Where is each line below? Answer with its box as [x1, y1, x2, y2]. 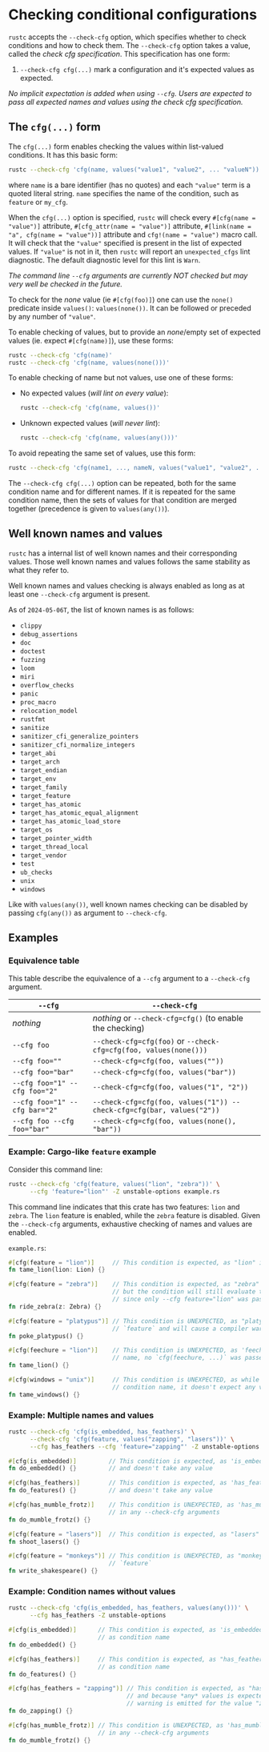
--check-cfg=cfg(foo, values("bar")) [92, 1067, 236, 1076]
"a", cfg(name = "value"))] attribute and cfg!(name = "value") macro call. [8, 230, 258, 239]
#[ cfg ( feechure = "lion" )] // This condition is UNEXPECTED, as [8, 1346, 239, 1354]
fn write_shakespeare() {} [8, 1567, 98, 1575]
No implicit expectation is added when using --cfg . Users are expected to [8, 88, 252, 98]
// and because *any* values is [126, 1692, 235, 1700]
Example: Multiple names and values [8, 1409, 155, 1421]
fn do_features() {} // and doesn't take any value [8, 1486, 214, 1494]
